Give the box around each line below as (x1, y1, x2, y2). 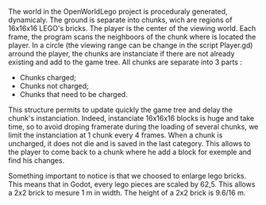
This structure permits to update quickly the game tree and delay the (8, 105, 233, 114)
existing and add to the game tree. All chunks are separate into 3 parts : (8, 57, 242, 67)
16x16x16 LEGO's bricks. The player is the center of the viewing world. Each (8, 24, 256, 33)
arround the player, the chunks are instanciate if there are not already (8, 49, 235, 58)
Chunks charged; (19, 73, 77, 82)
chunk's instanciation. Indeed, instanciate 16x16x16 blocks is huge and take (8, 114, 255, 122)
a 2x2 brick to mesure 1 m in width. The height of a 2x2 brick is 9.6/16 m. (8, 188, 246, 197)
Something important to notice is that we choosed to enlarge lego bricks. (8, 171, 247, 180)
